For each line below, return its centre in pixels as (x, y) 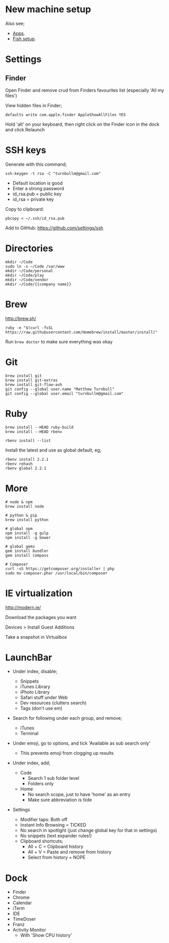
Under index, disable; (35, 671)
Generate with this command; (36, 164)
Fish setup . (24, 39)
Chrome (21, 897)
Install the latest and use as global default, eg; (53, 450)
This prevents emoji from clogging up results (67, 753)
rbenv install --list (28, 440)
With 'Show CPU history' (46, 935)
